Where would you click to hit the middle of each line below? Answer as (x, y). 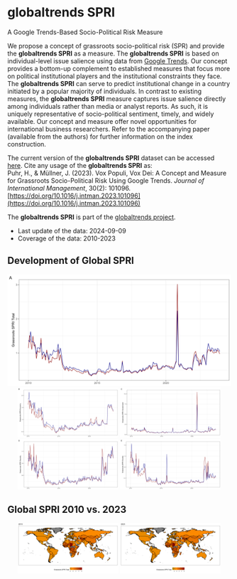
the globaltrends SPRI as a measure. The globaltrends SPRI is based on (113, 53)
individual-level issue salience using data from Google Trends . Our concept (117, 60)
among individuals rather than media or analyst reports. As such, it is (108, 106)
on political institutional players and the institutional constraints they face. (115, 76)
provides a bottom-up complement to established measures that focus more (119, 68)
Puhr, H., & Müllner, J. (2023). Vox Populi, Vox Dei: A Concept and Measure (117, 173)
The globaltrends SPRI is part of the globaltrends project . (92, 217)
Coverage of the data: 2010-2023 (66, 238)
